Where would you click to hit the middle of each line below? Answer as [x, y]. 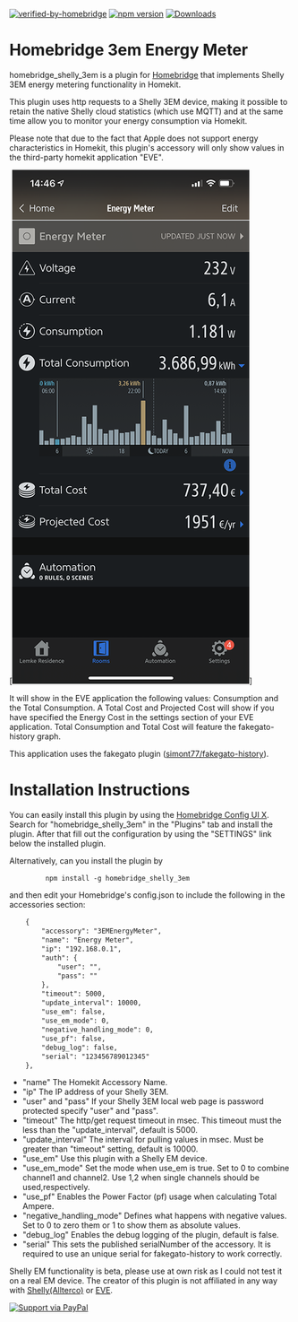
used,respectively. [56, 1187]
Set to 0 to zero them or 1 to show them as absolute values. [132, 1225]
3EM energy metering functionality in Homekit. [95, 84]
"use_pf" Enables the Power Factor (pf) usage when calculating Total [149, 1196]
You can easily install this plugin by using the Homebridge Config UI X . [140, 814]
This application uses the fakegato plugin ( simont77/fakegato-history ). [139, 753]
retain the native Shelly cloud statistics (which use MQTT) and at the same [146, 111]
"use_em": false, [73, 1012]
